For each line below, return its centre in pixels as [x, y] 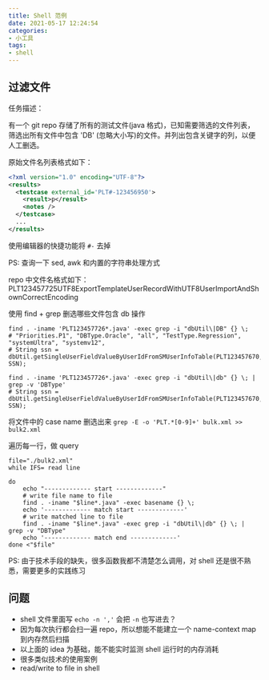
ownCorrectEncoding [43, 297]
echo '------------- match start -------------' [105, 510]
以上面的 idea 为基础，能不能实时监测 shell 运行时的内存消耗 [119, 649]
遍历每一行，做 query [44, 446]
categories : [28, 30]
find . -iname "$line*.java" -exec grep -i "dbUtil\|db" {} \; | [134, 524]
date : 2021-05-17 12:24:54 [53, 23]
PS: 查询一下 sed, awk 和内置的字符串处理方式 [84, 262]
